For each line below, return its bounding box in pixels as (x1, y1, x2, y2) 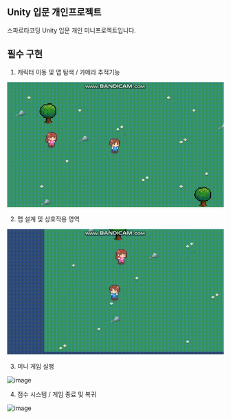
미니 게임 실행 (16, 362, 54, 370)
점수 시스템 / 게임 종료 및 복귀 (16, 390, 97, 398)
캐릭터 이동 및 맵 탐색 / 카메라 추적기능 (16, 68, 120, 76)
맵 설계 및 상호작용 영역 (16, 215, 80, 223)
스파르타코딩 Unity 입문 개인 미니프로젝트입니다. (7, 26, 136, 34)
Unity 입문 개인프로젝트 (7, 6, 102, 19)
